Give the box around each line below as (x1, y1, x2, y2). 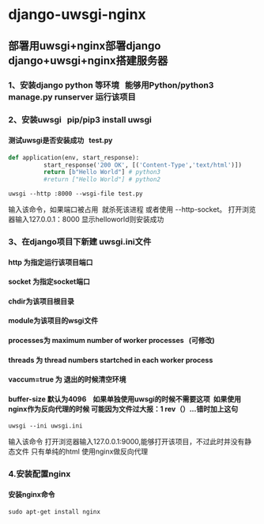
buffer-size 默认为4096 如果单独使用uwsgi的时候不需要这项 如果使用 (8, 394, 241, 404)
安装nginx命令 (8, 489, 55, 499)
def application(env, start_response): (8, 153, 140, 161)
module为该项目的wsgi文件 (8, 316, 99, 326)
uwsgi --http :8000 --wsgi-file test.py (8, 190, 144, 198)
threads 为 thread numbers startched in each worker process (8, 355, 213, 364)
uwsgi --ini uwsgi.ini (8, 422, 83, 430)
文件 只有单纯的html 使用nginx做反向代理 (14, 447, 149, 456)
